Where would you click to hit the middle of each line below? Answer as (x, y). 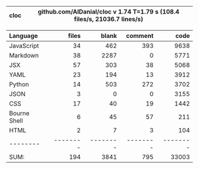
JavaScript (24, 46)
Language (24, 36)
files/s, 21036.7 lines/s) (108, 19)
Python (19, 84)
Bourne (19, 113)
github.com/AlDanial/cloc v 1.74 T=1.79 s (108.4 (108, 12)
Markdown (24, 55)
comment (140, 36)
